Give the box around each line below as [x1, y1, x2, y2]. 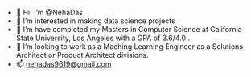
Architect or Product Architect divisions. [15, 51, 149, 59]
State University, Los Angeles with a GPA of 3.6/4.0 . [15, 33, 191, 43]
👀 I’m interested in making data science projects [15, 16, 175, 26]
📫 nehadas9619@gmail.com [15, 59, 112, 68]
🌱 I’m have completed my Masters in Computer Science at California [15, 25, 243, 34]
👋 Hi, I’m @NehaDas [15, 8, 83, 17]
